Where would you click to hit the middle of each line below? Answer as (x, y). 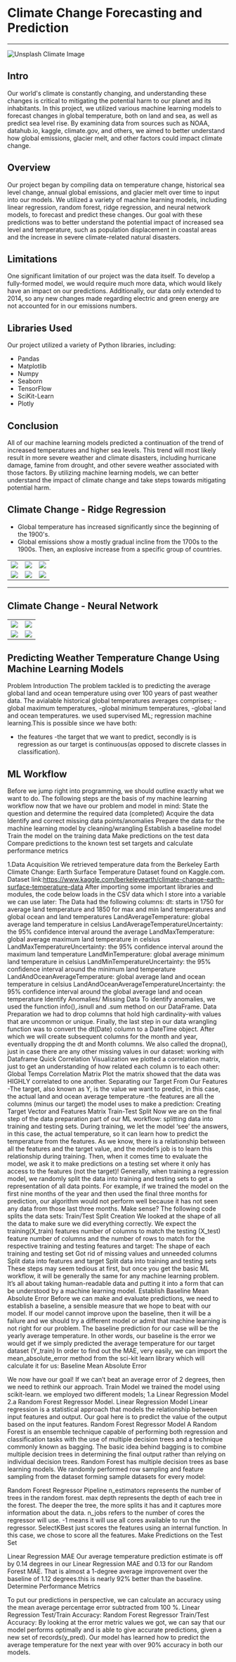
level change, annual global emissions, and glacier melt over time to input (113, 192)
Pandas (28, 359)
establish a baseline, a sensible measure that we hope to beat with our (109, 1306)
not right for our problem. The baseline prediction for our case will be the (113, 1328)
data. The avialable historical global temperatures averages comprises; (110, 701)
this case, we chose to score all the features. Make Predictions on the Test (115, 1535)
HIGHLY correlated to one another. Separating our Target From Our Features (118, 1082)
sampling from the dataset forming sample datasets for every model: (106, 1477)
